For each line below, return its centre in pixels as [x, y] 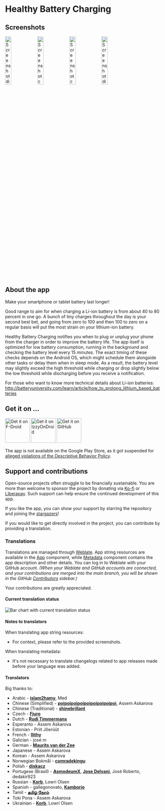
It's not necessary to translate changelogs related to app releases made [85, 661]
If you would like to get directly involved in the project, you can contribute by [83, 523]
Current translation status [32, 599]
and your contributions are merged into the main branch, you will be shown [82, 573]
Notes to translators [26, 621]
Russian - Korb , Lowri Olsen [41, 782]
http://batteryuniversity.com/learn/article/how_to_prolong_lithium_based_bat [82, 388]
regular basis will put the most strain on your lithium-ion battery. [70, 327]
